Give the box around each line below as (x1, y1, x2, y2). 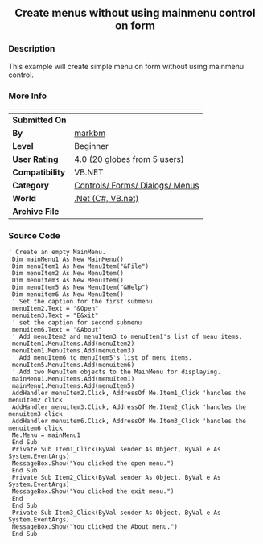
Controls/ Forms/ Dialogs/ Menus (74, 179, 199, 191)
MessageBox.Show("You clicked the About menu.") (11, 523, 179, 531)
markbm (74, 127, 106, 138)
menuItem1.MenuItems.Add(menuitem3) (11, 347, 135, 355)
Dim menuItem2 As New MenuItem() (11, 270, 125, 278)
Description (8, 43, 55, 55)
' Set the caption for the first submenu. (11, 298, 157, 306)
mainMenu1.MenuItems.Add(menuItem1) (11, 375, 135, 383)
